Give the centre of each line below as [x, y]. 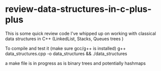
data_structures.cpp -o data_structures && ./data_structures [66, 54]
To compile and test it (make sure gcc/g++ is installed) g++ [66, 48]
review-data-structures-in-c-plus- [79, 9]
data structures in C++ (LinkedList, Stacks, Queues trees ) [64, 39]
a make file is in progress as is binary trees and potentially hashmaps [76, 63]
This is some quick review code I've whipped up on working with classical [80, 33]
